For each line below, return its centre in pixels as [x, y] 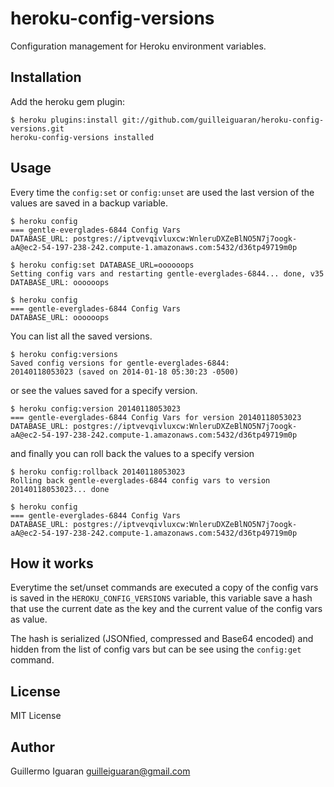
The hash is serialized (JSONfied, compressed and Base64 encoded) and [162, 639]
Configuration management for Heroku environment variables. [138, 46]
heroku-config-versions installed [82, 137]
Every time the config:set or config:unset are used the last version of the [162, 192]
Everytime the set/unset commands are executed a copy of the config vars [164, 588]
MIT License [36, 716]
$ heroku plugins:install [64, 120]
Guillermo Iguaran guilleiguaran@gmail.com [100, 771]
